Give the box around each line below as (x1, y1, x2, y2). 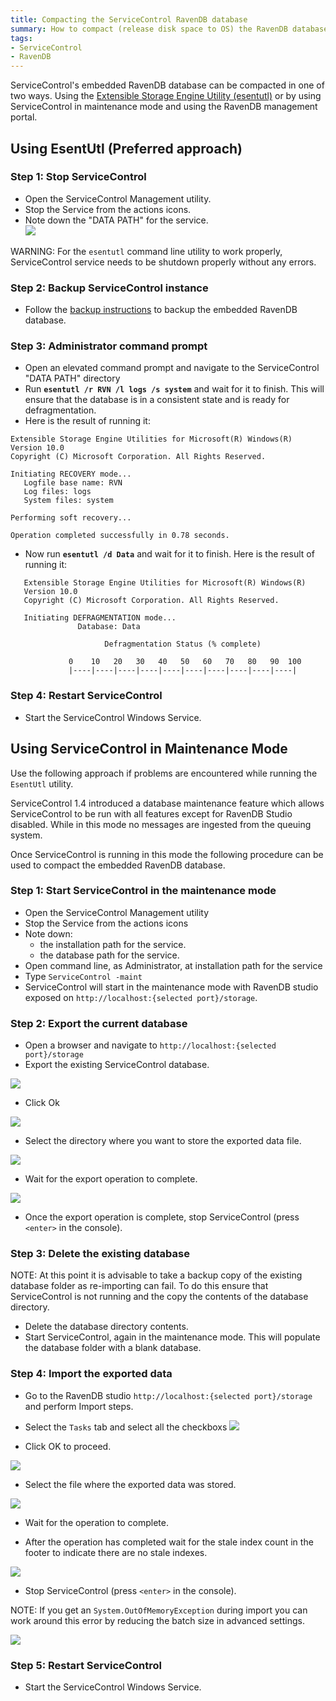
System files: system (23, 496, 114, 506)
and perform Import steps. (24, 1400, 134, 1412)
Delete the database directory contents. (24, 1321, 189, 1333)
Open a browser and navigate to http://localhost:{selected (24, 1039, 277, 1051)
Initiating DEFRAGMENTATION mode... (23, 613, 177, 623)
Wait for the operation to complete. (24, 1516, 170, 1528)
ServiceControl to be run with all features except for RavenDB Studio (10, 807, 293, 820)
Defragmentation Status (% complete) (104, 639, 262, 650)
